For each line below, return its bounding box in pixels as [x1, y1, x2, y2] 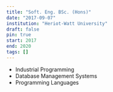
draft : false [6, 26, 40, 33]
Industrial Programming [15, 66, 75, 73]
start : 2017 [6, 37, 37, 44]
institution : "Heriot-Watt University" [6, 20, 108, 26]
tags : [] [6, 49, 29, 55]
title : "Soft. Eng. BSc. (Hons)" [6, 9, 92, 15]
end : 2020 [6, 44, 32, 50]
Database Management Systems [15, 72, 98, 80]
